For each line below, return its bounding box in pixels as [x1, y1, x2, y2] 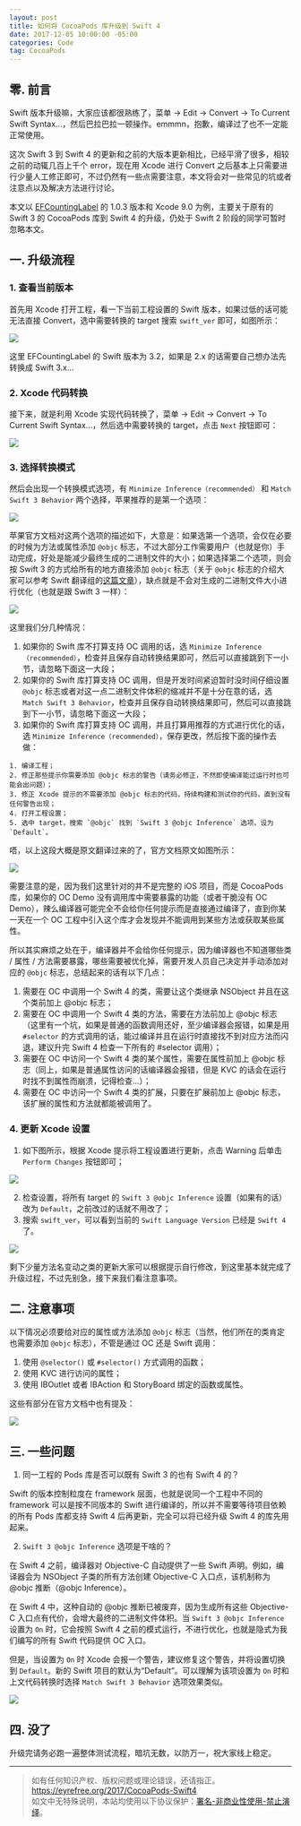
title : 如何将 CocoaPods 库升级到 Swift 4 [9, 22, 161, 30]
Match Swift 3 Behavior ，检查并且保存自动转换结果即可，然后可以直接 [21, 697, 284, 708]
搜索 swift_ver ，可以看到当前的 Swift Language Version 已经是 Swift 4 [21, 1214, 287, 1225]
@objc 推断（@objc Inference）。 [9, 1582, 132, 1593]
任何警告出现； [9, 799, 56, 809]
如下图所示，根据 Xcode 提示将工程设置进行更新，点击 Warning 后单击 [21, 1144, 282, 1156]
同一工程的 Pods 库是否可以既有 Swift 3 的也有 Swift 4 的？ [21, 1469, 240, 1480]
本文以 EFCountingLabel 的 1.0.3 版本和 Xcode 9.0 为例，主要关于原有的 [9, 201, 274, 211]
